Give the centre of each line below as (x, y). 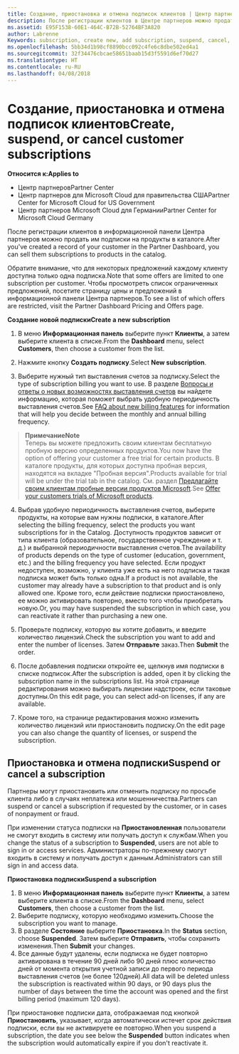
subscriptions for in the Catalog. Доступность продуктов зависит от (119, 533)
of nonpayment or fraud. (43, 814)
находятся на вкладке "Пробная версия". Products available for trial (126, 474)
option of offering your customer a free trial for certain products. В (122, 458)
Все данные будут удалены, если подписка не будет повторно (113, 954)
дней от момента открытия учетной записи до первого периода (115, 969)
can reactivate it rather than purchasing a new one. (92, 616)
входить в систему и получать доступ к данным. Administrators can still (115, 858)
